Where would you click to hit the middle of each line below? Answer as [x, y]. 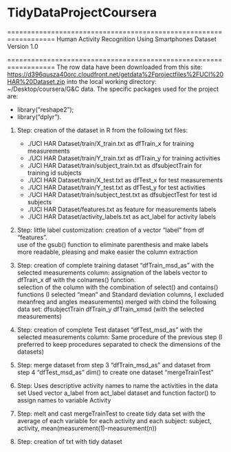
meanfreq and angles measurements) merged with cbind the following [117, 301]
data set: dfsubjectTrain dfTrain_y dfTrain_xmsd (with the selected [110, 309]
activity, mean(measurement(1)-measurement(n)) [87, 428]
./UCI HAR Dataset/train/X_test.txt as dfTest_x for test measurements [125, 180]
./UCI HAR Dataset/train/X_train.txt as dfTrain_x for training [111, 143]
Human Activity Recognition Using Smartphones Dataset [136, 39]
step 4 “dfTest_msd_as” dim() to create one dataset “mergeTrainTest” [115, 372]
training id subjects [54, 173]
